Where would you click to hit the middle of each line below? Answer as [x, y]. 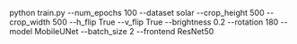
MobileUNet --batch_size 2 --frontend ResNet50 [124, 31]
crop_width [30, 22]
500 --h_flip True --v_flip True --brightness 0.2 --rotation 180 [166, 22]
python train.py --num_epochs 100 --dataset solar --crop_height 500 [137, 13]
